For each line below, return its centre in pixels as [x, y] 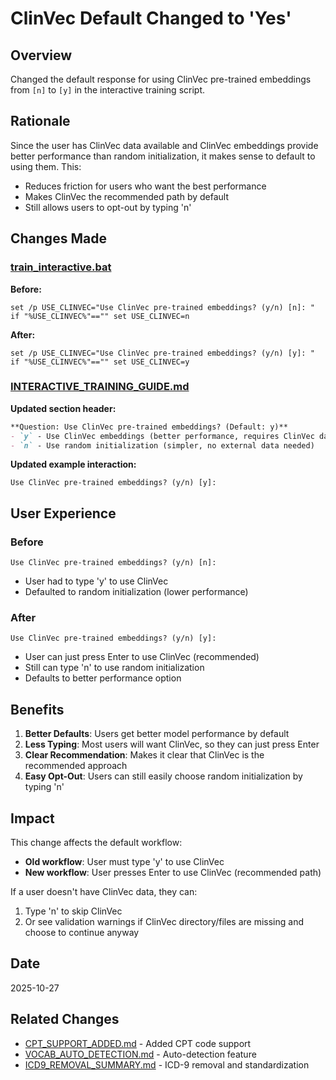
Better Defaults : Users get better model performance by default [157, 734]
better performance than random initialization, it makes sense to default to [163, 156]
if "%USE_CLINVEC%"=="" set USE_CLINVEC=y [100, 362]
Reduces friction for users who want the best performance [145, 186]
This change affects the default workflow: [96, 843]
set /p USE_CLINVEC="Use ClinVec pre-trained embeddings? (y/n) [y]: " [162, 353]
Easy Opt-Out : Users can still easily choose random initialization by [163, 776]
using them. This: [46, 166]
